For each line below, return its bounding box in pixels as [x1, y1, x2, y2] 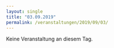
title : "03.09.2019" [6, 14, 57, 20]
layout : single [6, 8, 43, 15]
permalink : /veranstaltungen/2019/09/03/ [6, 19, 109, 25]
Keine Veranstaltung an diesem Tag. [6, 36, 93, 43]
